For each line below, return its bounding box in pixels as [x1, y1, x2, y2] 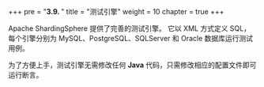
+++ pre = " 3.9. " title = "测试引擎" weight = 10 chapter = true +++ [8, 7, 224, 16]
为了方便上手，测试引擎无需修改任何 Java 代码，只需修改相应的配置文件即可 [8, 60, 257, 70]
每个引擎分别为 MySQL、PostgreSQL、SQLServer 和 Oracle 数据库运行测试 [8, 34, 254, 43]
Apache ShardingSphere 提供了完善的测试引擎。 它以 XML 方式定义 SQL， [8, 24, 251, 33]
